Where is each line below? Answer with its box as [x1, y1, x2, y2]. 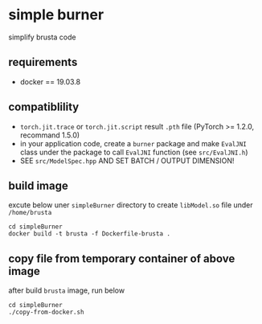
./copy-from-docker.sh [8, 308, 84, 317]
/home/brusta [8, 209, 52, 217]
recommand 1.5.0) [19, 130, 80, 140]
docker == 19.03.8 [19, 76, 81, 86]
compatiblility [8, 100, 80, 114]
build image [8, 178, 68, 192]
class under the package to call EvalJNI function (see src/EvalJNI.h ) [19, 147, 248, 157]
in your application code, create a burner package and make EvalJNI [19, 138, 247, 148]
